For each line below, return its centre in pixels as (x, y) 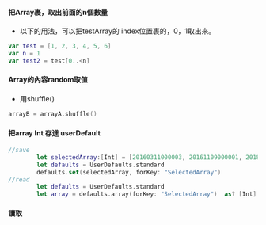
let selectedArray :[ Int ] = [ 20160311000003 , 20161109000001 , (140, 157)
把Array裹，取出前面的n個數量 (58, 12)
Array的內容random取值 (48, 80)
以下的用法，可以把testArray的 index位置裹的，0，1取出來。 (118, 31)
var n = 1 (25, 54)
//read (19, 179)
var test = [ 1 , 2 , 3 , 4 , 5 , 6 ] (60, 46)
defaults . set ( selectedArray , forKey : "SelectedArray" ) (129, 172)
